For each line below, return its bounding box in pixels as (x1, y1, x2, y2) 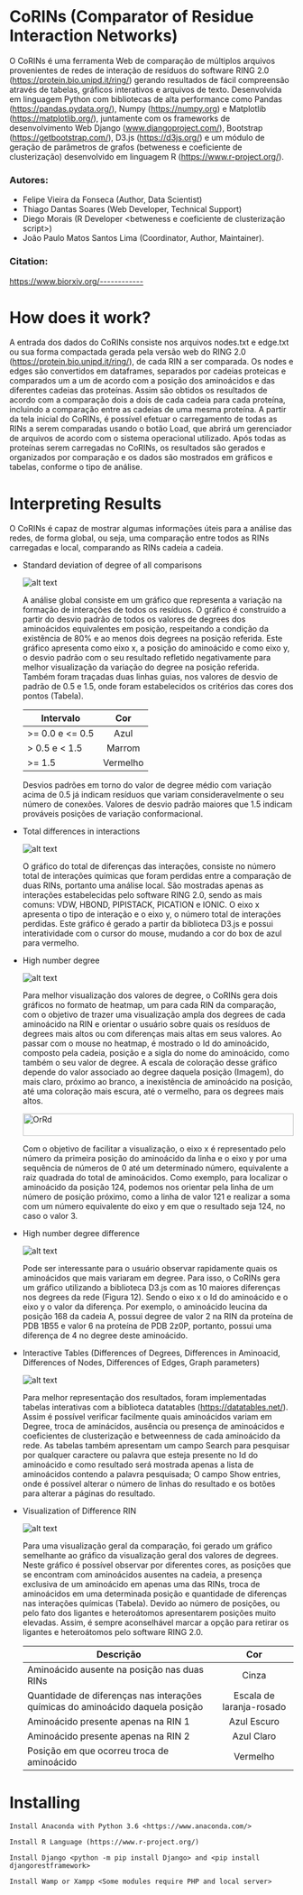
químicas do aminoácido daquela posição (26, 1701, 204, 1714)
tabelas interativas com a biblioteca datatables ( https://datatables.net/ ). (22, 1401, 289, 1413)
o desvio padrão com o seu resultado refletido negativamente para (22, 652, 271, 663)
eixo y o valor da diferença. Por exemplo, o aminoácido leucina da (22, 1301, 268, 1312)
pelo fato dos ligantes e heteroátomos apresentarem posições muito (22, 1608, 277, 1619)
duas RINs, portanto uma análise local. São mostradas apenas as (22, 880, 264, 891)
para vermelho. (22, 938, 79, 948)
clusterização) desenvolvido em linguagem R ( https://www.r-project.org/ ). (9, 151, 284, 162)
